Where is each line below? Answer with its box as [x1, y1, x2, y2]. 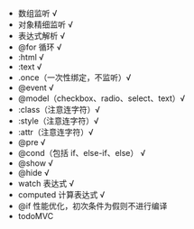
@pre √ [17, 137, 46, 147]
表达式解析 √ [17, 31, 66, 41]
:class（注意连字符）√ [17, 105, 101, 114]
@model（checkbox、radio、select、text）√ [17, 93, 186, 104]
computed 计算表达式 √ [17, 189, 106, 200]
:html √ [17, 52, 45, 62]
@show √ [17, 158, 54, 169]
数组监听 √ [17, 8, 58, 18]
